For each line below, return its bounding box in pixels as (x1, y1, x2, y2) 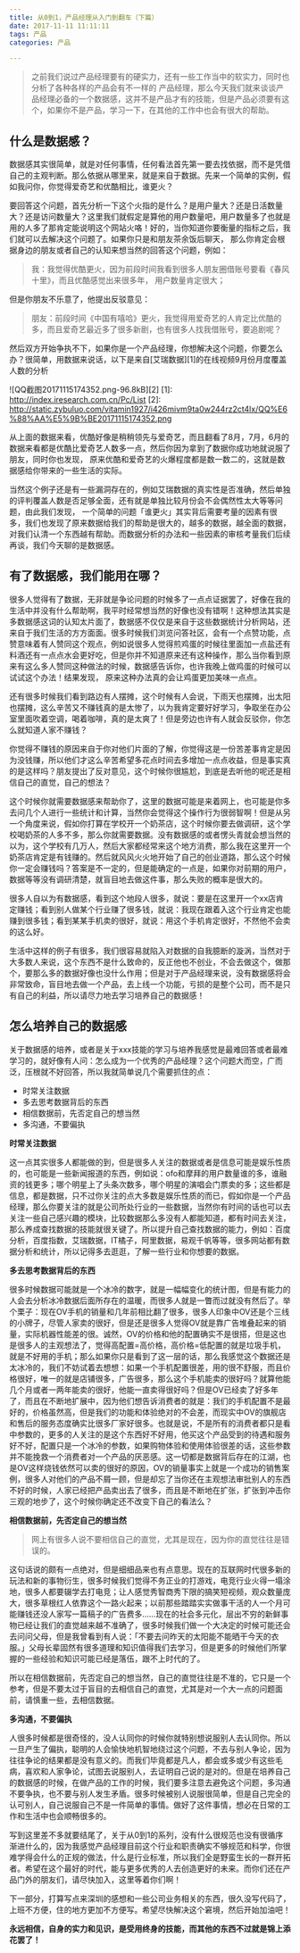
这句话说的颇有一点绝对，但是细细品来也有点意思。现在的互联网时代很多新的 (9, 1564, 291, 1575)
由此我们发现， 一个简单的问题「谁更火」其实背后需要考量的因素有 (24, 506, 270, 518)
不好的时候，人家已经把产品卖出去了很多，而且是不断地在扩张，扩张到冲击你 (9, 1484, 291, 1495)
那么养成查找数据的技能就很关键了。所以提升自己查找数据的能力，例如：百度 (9, 1224, 291, 1234)
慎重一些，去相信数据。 (32, 1694, 119, 1705)
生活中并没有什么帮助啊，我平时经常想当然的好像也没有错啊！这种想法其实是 (9, 604, 291, 616)
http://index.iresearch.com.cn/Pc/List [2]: (9, 395, 162, 405)
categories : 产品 (9, 37, 71, 47)
